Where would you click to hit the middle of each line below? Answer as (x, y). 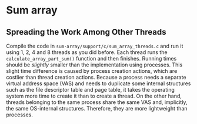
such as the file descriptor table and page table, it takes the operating (91, 90)
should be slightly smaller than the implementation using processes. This (94, 65)
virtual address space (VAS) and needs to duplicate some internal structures (98, 83)
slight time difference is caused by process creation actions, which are (92, 71)
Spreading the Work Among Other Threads (86, 32)
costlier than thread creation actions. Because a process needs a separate (96, 77)
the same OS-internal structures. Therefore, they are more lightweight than (97, 108)
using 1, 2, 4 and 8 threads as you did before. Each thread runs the (87, 52)
